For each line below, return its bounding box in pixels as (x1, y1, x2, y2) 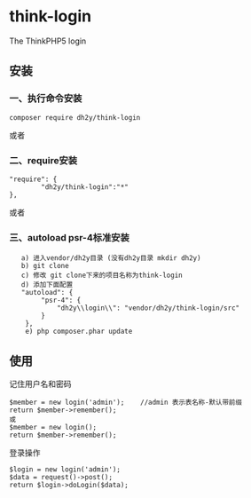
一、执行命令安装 (9, 92, 82, 105)
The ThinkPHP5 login (9, 36, 87, 46)
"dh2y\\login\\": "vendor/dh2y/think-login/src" (56, 304, 240, 312)
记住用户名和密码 (9, 379, 72, 390)
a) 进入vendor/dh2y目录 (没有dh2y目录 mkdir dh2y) (20, 254, 201, 263)
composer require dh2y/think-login (9, 113, 141, 122)
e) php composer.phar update (25, 327, 133, 336)
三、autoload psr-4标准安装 (9, 231, 130, 243)
